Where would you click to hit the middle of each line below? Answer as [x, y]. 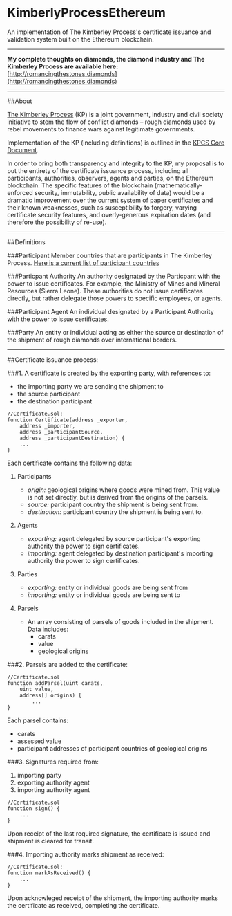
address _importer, [48, 426]
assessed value [39, 741]
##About [20, 101]
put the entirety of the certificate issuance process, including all [98, 170]
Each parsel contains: [38, 720]
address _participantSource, [61, 432]
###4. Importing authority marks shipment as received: [86, 854]
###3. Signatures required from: [53, 762]
